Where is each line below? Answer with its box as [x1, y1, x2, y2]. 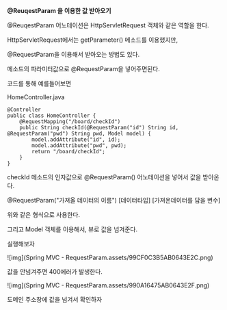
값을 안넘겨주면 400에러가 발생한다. [7, 268, 103, 276]
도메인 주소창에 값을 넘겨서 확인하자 [7, 296, 103, 303]
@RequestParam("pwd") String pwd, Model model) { [7, 130, 152, 137]
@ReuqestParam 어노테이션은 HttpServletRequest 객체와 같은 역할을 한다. [7, 21, 210, 29]
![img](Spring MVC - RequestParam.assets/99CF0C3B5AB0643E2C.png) [7, 253, 213, 261]
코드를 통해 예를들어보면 [7, 79, 72, 88]
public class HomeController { [7, 112, 96, 119]
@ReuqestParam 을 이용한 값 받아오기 [7, 7, 111, 14]
